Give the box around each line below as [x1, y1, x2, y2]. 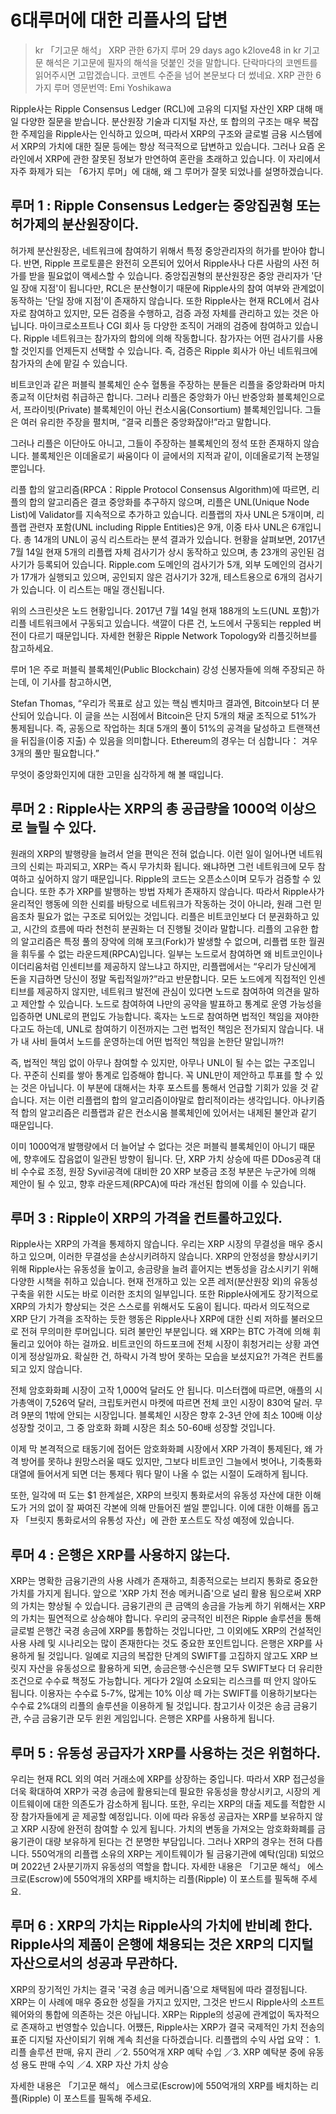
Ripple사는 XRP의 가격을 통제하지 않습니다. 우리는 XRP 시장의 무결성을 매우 [10, 1238, 305, 1250]
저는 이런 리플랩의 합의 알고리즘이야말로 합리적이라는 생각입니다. [39, 1094, 291, 1106]
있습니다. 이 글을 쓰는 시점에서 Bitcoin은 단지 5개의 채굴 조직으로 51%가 [36, 709, 317, 721]
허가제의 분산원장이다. [10, 216, 140, 233]
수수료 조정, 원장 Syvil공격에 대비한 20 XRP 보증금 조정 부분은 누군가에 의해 [20, 1165, 317, 1177]
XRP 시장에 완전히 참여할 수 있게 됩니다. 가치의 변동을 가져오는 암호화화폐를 [20, 1823, 316, 1835]
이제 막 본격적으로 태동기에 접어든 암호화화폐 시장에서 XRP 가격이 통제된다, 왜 [10, 1443, 313, 1455]
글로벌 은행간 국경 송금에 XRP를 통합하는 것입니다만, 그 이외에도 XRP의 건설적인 [10, 1625, 322, 1637]
